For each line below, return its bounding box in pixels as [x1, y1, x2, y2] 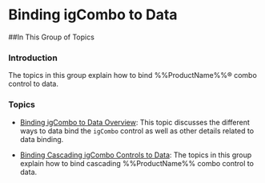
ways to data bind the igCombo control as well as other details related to [19, 126, 255, 136]
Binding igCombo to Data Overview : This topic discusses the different [19, 117, 251, 127]
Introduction [8, 52, 58, 63]
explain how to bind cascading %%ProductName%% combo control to [19, 158, 255, 168]
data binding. [19, 134, 64, 144]
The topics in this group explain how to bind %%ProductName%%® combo [8, 71, 258, 80]
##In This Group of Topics [8, 32, 94, 42]
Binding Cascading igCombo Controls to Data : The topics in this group [19, 150, 252, 160]
